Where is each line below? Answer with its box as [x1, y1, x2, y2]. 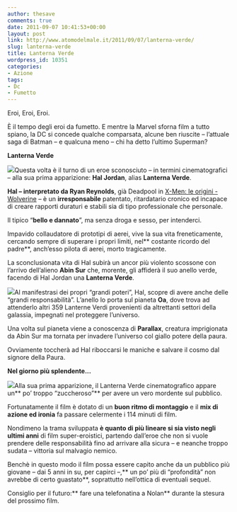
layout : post [7, 30, 46, 38]
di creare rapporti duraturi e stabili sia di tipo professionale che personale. [7, 203, 223, 211]
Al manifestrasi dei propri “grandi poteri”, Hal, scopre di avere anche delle [14, 288, 229, 297]
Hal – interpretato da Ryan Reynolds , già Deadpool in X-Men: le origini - [7, 187, 218, 195]
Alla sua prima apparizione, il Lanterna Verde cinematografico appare [14, 382, 217, 390]
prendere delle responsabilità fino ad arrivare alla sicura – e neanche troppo [7, 439, 229, 448]
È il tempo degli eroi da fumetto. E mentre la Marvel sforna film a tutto [7, 123, 210, 131]
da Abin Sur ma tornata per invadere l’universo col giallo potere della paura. [7, 332, 228, 341]
